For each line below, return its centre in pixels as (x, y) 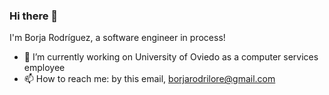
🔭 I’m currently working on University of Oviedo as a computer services (171, 57)
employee (44, 68)
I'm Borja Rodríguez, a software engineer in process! (117, 38)
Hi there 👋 (34, 16)
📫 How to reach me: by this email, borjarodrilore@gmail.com (149, 79)
